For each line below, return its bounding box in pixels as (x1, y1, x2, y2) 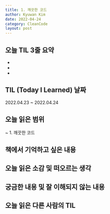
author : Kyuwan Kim (5, 12, 46, 17)
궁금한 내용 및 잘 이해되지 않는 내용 (5, 182, 105, 191)
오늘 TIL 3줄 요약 (5, 46, 54, 54)
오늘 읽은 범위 (5, 115, 45, 124)
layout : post (5, 26, 32, 31)
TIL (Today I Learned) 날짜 (5, 86, 86, 94)
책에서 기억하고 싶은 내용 (5, 145, 76, 154)
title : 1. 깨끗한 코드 (5, 7, 47, 13)
